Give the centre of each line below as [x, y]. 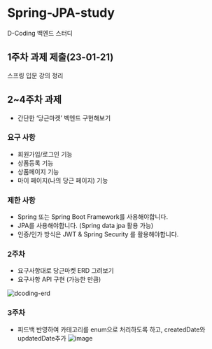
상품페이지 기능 [38, 171]
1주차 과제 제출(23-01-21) [61, 57]
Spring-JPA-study [61, 13]
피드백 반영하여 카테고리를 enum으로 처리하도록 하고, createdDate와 [111, 329]
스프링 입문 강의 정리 [35, 76]
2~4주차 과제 [34, 100]
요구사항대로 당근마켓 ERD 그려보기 [65, 271]
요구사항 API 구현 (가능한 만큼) [59, 279]
